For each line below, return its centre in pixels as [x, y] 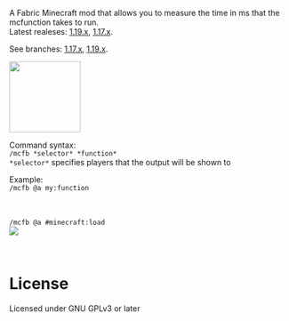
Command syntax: [43, 145]
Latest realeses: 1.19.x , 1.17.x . [61, 32]
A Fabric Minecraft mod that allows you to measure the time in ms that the [144, 13]
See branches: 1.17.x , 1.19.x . [59, 49]
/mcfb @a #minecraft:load [57, 222]
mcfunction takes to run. [54, 22]
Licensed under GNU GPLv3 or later [75, 308]
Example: [26, 180]
